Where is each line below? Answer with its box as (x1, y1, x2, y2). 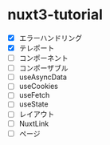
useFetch (18, 91, 50, 100)
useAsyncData (18, 72, 67, 82)
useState (18, 99, 49, 109)
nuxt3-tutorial (7, 6, 103, 24)
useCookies (18, 82, 59, 91)
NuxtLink (18, 119, 49, 128)
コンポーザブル (18, 63, 69, 73)
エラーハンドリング (18, 33, 83, 42)
